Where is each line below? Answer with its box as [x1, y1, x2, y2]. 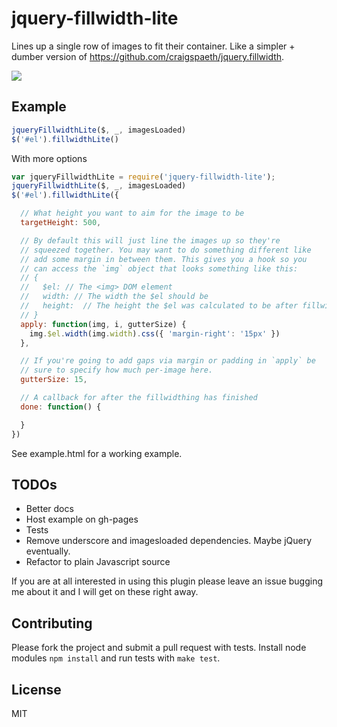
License [11, 681, 62, 698]
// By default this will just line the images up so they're [20, 235, 281, 246]
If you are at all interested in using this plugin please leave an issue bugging [11, 575, 324, 587]
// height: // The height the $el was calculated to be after [20, 301, 299, 311]
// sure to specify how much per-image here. [20, 365, 214, 376]
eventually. [25, 545, 71, 557]
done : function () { [20, 402, 102, 412]
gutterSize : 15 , [20, 375, 88, 385]
